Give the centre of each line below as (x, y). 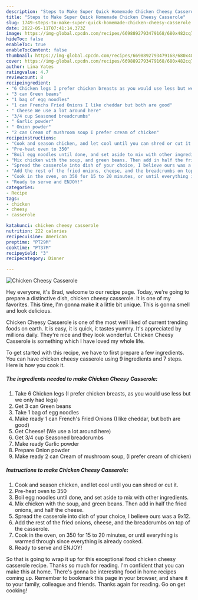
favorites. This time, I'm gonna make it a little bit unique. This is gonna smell (98, 304)
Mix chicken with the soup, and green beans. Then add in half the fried (100, 504)
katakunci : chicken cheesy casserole (52, 226)
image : (14, 34)
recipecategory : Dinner (35, 259)
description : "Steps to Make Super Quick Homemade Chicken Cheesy (89, 12)
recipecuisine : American (37, 236)
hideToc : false (25, 39)
